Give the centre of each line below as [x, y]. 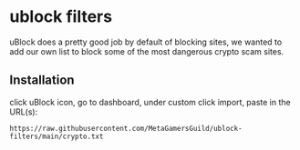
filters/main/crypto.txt [57, 136]
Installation [42, 80]
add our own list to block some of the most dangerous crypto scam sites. [147, 51]
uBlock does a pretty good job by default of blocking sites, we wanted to [146, 42]
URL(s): [24, 112]
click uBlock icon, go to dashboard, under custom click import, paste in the [150, 102]
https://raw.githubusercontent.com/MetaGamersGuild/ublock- [126, 128]
